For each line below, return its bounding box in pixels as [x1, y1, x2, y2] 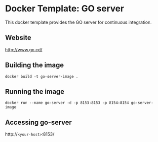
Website [5, 34, 31, 42]
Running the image [5, 87, 65, 96]
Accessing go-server [5, 118, 72, 126]
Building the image [5, 61, 64, 70]
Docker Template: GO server [5, 3, 124, 14]
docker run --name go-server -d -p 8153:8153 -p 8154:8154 [5, 101, 129, 106]
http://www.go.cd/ [5, 46, 43, 52]
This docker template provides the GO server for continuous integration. [5, 19, 152, 25]
